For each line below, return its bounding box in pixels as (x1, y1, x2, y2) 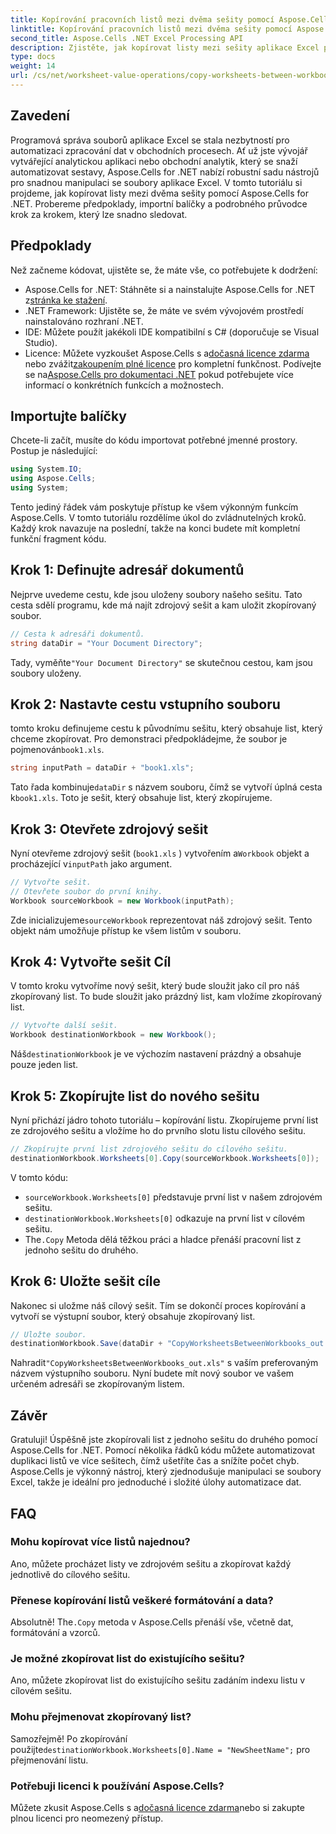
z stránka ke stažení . (24, 294, 108, 306)
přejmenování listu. (10, 1754, 89, 1766)
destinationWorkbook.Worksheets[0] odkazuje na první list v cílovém (24, 1212, 306, 1224)
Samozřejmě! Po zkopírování (10, 1732, 128, 1745)
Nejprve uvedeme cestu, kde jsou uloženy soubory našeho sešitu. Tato (10, 588, 303, 600)
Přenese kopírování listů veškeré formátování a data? (10, 1593, 274, 1607)
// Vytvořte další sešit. (10, 1021, 118, 1031)
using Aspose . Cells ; (10, 474, 97, 484)
